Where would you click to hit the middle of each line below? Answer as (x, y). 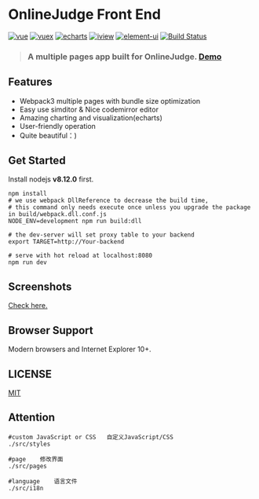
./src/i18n (26, 488)
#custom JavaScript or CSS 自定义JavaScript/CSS (91, 437)
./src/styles (29, 444)
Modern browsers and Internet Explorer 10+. (80, 349)
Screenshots (40, 286)
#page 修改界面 (36, 459)
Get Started (37, 161)
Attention (31, 418)
